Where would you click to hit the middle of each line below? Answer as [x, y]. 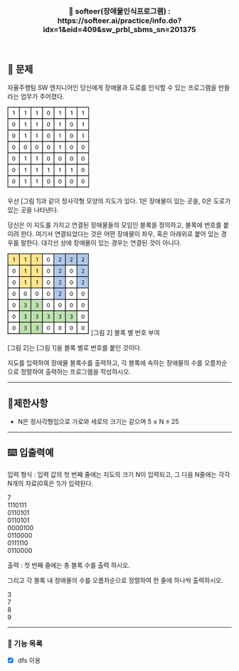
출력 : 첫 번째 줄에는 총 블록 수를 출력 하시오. [69, 565]
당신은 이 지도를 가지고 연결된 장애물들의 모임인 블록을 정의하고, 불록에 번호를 [115, 225]
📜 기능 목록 [25, 643]
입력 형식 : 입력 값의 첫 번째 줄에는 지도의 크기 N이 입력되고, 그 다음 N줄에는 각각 [119, 474]
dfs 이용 [29, 660]
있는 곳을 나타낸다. [33, 210]
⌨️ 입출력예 [31, 453]
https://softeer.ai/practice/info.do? [119, 21]
